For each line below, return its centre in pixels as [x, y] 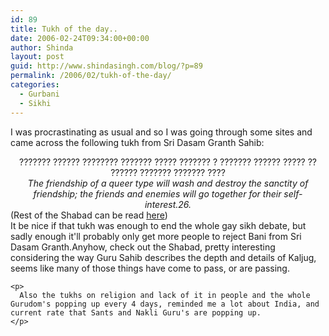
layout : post [37, 57]
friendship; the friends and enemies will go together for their [157, 193]
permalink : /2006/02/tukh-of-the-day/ [91, 76]
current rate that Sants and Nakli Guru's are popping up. [136, 312]
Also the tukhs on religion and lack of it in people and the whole [165, 295]
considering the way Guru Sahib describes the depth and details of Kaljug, [163, 257]
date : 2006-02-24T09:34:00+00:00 [80, 38]
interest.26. [168, 204]
